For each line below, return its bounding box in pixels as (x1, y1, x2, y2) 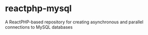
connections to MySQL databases (5, 24, 73, 30)
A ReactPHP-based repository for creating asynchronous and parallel (5, 19, 144, 25)
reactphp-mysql (5, 3, 72, 14)
